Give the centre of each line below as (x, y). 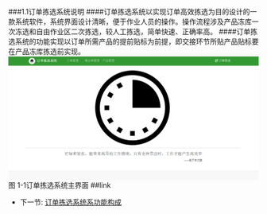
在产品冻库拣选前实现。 (46, 51)
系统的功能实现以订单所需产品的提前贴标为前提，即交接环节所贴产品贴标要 (137, 41)
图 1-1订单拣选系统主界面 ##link (60, 185)
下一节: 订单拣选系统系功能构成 (70, 202)
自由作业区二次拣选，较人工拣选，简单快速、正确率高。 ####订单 (143, 31)
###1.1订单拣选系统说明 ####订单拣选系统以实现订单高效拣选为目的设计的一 (133, 12)
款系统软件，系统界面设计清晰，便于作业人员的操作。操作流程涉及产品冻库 (130, 21)
